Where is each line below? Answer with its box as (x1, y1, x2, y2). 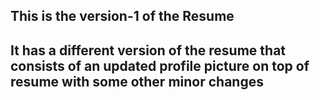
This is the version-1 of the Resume (10, 8, 235, 25)
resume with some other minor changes (10, 73, 264, 90)
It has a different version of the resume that (10, 42, 287, 59)
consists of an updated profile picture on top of (10, 57, 310, 74)
